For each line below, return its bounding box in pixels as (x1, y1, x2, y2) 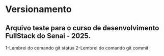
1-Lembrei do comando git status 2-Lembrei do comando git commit (5, 45, 149, 51)
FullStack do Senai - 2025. (5, 31, 91, 40)
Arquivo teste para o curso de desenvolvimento (5, 24, 159, 32)
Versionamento (5, 4, 72, 15)
